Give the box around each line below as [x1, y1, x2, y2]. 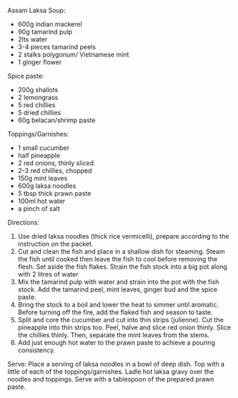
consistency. [17, 346, 56, 354]
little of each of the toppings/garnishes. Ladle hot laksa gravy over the [7, 367, 214, 376]
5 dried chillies [17, 109, 61, 116]
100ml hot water [17, 196, 66, 205]
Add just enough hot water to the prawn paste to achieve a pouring [17, 339, 216, 347]
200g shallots [17, 86, 59, 94]
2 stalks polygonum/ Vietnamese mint [17, 50, 129, 59]
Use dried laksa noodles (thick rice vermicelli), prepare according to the [17, 232, 229, 240]
